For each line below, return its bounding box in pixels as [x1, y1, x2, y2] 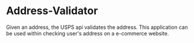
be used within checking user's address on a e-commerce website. [6, 29, 169, 37]
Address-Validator [6, 4, 98, 18]
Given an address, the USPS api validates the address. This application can [6, 24, 188, 31]
